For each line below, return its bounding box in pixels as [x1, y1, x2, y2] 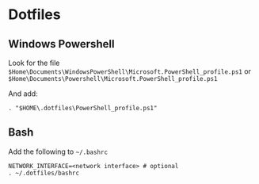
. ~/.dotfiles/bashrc [8, 169, 80, 177]
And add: [8, 89, 38, 98]
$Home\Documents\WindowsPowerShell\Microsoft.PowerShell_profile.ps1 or [8, 67, 252, 76]
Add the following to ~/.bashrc [8, 147, 109, 156]
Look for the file [8, 58, 60, 67]
